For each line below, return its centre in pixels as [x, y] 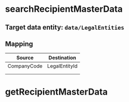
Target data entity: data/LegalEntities [65, 27]
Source [25, 58]
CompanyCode [25, 66]
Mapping [19, 44]
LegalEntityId [62, 66]
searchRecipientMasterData [64, 9]
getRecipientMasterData [56, 92]
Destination [62, 58]
